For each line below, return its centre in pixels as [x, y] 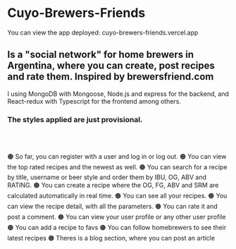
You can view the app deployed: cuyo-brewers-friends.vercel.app [103, 32]
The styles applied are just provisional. [75, 119]
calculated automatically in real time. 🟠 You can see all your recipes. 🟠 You [117, 196]
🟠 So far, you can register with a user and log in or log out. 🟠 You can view [117, 157]
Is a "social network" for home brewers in [101, 55]
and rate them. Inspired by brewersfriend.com [111, 77]
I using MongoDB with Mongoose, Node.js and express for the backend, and [118, 94]
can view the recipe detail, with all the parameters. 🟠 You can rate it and [112, 207]
